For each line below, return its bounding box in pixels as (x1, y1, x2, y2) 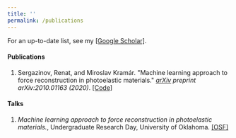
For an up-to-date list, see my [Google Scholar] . (7, 36, 147, 45)
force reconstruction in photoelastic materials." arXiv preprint (17, 76, 196, 84)
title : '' (7, 10, 37, 18)
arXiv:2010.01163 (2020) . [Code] (17, 83, 113, 92)
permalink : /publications (7, 17, 83, 24)
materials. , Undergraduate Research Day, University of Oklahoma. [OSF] (17, 122, 229, 131)
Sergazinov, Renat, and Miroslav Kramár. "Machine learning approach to (17, 68, 228, 76)
